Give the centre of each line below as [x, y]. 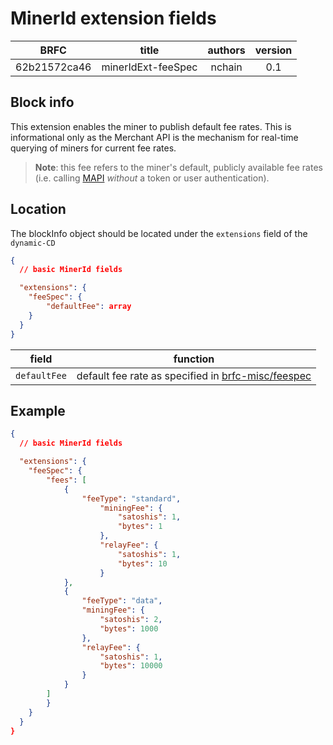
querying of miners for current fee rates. [93, 148]
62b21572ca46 [53, 67]
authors [226, 50]
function [194, 359]
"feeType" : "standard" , [131, 498]
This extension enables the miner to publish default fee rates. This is [151, 126]
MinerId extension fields [113, 18]
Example [38, 410]
